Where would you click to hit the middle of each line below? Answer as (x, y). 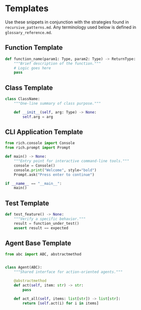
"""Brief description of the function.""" (57, 63)
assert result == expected (41, 228)
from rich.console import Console (40, 143)
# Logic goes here (32, 68)
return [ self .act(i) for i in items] (61, 303)
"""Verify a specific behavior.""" (50, 219)
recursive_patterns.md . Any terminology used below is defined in (71, 27)
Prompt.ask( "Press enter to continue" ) (54, 174)
